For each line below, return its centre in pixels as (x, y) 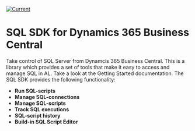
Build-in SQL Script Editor (46, 122)
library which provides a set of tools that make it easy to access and (88, 67)
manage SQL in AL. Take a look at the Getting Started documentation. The (95, 73)
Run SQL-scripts (35, 91)
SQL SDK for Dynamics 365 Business (98, 33)
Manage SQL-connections (47, 97)
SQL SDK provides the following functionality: (61, 79)
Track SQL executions (42, 109)
